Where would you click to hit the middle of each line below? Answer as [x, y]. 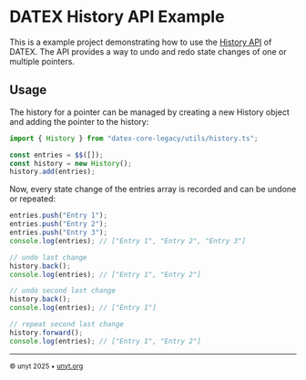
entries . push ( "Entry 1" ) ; [58, 216]
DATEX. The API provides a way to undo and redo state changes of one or [148, 51]
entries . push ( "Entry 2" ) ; [58, 224]
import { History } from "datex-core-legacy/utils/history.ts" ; [134, 139]
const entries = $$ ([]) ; [56, 155]
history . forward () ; [46, 333]
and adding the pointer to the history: [79, 121]
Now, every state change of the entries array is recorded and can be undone [153, 190]
